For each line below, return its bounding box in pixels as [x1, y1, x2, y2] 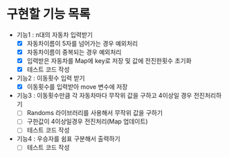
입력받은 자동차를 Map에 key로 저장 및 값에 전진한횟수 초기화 [26, 57, 192, 65]
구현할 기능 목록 [6, 6, 91, 22]
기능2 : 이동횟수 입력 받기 [16, 74, 85, 82]
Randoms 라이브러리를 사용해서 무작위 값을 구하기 [26, 109, 163, 117]
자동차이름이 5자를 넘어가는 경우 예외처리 [26, 39, 138, 47]
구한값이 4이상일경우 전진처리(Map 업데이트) [26, 117, 148, 125]
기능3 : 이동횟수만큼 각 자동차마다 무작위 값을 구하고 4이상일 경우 [16, 91, 192, 100]
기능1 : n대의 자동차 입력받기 [16, 30, 93, 39]
